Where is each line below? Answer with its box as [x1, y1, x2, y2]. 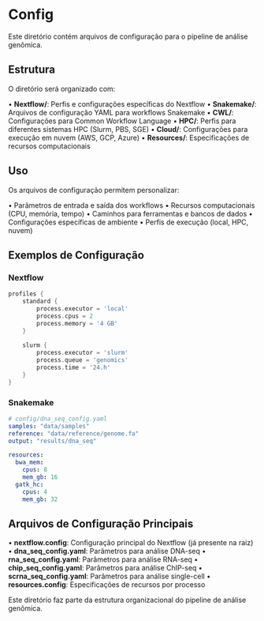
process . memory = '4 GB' [36, 319, 118, 327]
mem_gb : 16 [22, 473, 58, 481]
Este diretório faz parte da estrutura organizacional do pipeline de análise [8, 595, 247, 605]
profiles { [8, 290, 44, 298]
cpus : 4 [22, 487, 47, 495]
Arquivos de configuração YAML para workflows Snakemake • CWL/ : [8, 107, 234, 117]
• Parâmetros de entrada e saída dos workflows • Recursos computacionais [8, 200, 255, 210]
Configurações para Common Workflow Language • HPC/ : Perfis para [8, 116, 236, 126]
